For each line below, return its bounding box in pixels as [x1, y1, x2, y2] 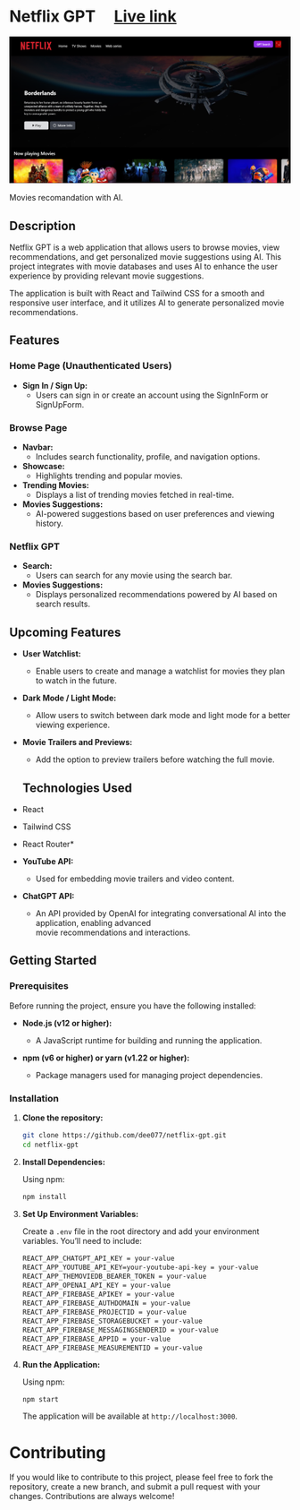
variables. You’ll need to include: [21, 1235, 143, 1246]
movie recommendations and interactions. [35, 927, 191, 938]
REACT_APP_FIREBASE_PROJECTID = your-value [21, 1308, 187, 1317]
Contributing [9, 1442, 106, 1463]
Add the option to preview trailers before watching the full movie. [35, 754, 275, 765]
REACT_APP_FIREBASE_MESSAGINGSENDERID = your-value [21, 1326, 219, 1334]
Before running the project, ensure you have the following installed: [9, 1000, 256, 1011]
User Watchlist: [21, 648, 82, 659]
